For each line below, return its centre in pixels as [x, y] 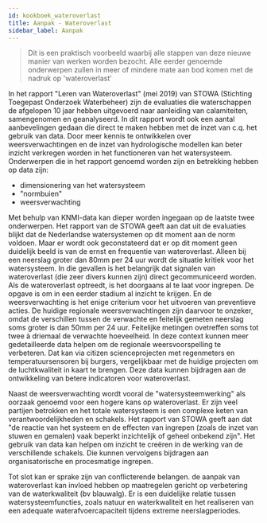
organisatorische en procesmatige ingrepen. [81, 462]
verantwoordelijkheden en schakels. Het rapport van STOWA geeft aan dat [130, 420]
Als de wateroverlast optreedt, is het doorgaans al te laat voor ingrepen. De [131, 285]
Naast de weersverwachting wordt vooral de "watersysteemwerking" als [127, 394]
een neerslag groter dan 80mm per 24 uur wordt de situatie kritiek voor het [131, 260]
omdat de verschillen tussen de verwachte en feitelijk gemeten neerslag [126, 319]
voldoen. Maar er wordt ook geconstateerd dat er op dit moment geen [123, 243]
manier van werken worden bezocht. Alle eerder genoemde [125, 61]
